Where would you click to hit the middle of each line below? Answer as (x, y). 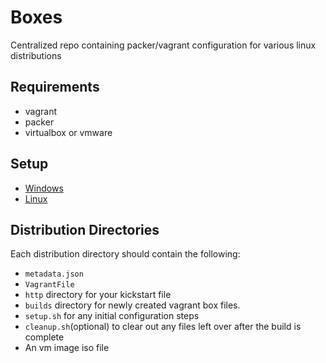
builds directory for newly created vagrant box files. (132, 305)
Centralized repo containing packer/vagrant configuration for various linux (163, 45)
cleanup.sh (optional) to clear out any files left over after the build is (163, 327)
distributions (36, 55)
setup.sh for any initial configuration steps (112, 316)
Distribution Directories (85, 229)
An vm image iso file (67, 348)
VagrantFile (49, 285)
